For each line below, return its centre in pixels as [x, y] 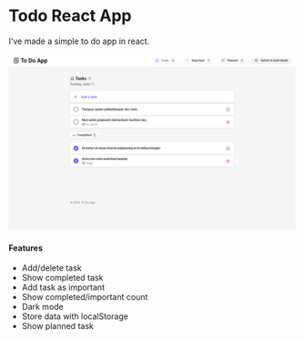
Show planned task [58, 326]
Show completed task [62, 278]
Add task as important [63, 287]
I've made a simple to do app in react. [79, 41]
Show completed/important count [85, 297]
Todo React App [70, 16]
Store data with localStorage [75, 316]
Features [25, 248]
